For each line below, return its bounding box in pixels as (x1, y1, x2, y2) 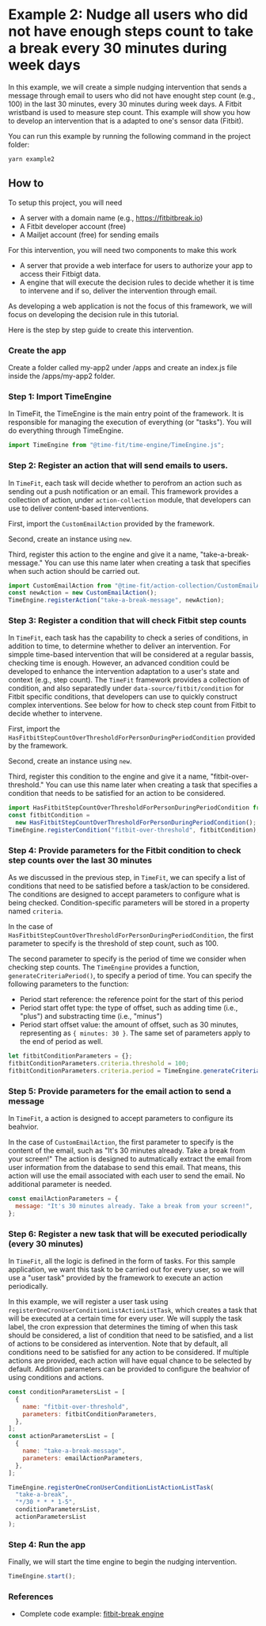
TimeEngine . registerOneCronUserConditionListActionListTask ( (8, 1483, 215, 1491)
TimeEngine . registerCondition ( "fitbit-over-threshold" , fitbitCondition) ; (8, 826, 260, 834)
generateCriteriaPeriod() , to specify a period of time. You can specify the (8, 971, 252, 981)
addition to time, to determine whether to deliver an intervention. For (8, 641, 231, 651)
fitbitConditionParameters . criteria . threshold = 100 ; (8, 1060, 190, 1068)
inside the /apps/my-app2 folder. (8, 371, 116, 381)
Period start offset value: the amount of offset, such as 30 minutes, (19, 1020, 239, 1030)
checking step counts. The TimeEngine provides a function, (8, 962, 199, 972)
